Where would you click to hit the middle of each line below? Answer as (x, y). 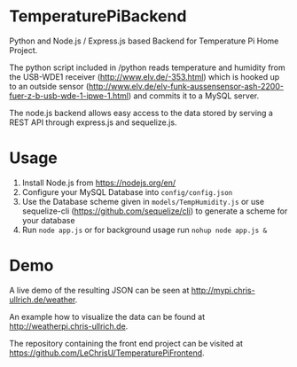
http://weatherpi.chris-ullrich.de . (69, 326)
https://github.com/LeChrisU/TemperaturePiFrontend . (107, 353)
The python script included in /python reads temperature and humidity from (147, 67)
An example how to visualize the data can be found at (107, 316)
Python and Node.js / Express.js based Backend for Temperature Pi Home (144, 41)
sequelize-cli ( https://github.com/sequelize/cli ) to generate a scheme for (155, 211)
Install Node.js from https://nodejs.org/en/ (98, 183)
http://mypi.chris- (223, 290)
